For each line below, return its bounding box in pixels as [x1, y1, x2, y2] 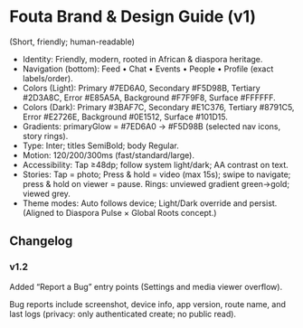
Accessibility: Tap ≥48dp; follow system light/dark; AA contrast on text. [22, 159, 289, 170]
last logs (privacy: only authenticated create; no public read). [9, 308, 237, 319]
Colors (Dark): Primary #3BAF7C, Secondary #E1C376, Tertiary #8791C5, [22, 101, 295, 112]
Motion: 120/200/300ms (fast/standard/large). [22, 149, 194, 160]
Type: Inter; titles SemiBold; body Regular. [22, 140, 179, 151]
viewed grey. [22, 188, 71, 199]
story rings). [22, 130, 69, 141]
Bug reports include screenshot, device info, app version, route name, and [9, 298, 287, 309]
